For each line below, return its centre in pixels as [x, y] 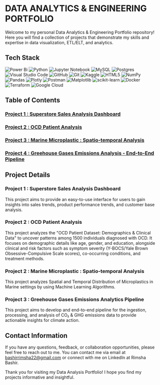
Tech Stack [22, 58]
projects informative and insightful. [40, 377]
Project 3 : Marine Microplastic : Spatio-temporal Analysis [75, 140]
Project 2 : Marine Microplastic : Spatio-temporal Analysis [75, 271]
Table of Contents [33, 100]
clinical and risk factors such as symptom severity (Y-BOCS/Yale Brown [77, 248]
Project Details [28, 175]
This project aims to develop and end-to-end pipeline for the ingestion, [76, 310]
